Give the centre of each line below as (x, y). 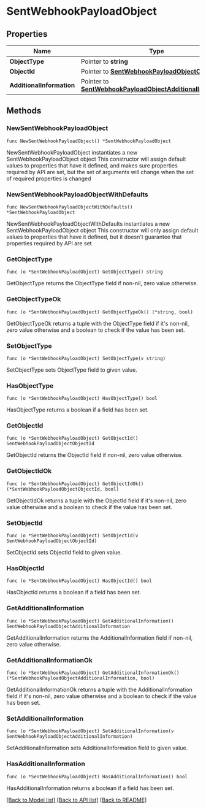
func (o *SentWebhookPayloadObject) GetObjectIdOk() (75, 484)
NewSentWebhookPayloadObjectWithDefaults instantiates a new (88, 224)
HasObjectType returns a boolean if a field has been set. (78, 410)
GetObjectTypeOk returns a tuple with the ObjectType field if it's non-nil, (98, 323)
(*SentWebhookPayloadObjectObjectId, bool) (63, 489)
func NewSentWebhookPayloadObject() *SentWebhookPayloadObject (89, 141)
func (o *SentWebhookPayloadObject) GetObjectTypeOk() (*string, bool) (100, 312)
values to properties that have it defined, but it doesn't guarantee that (94, 237)
